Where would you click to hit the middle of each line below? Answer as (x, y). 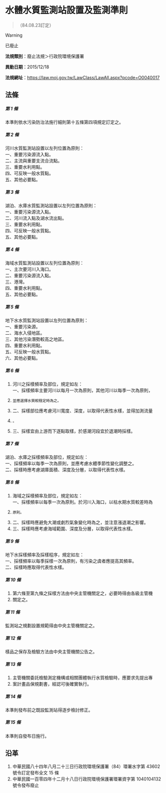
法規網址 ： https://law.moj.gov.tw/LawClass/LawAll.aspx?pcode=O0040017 (82, 77)
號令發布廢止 (25, 785)
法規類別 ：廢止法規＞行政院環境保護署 (44, 56)
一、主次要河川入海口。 (29, 270)
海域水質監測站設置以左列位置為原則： (44, 263)
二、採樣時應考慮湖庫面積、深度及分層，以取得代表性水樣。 (66, 470)
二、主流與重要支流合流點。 (34, 161)
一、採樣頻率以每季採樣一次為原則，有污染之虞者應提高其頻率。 (71, 561)
